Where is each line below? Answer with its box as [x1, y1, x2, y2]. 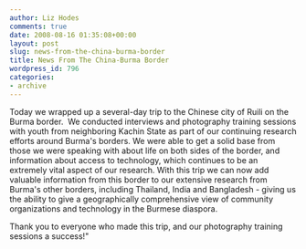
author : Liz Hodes [9, 13, 79, 23]
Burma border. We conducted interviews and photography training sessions [9, 116, 297, 127]
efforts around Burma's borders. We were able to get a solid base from [9, 135, 276, 146]
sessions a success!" [9, 230, 90, 242]
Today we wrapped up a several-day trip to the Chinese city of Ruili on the [9, 106, 290, 117]
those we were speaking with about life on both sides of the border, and [9, 145, 280, 156]
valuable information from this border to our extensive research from [9, 174, 268, 185]
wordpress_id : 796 [9, 65, 79, 74]
